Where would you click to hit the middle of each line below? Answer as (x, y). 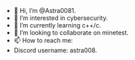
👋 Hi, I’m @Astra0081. (45, 11)
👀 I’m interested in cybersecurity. (61, 18)
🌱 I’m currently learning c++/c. (57, 25)
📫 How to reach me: (43, 40)
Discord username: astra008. (55, 50)
